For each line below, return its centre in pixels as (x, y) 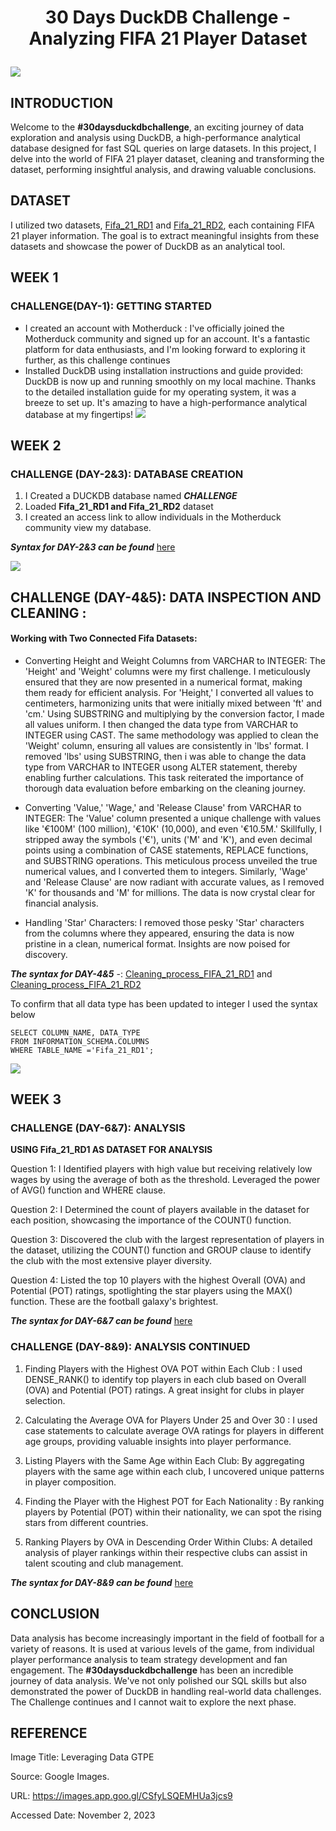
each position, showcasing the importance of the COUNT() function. (151, 1220)
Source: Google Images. (60, 1777)
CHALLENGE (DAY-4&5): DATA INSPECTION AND (166, 597)
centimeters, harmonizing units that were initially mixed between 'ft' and (173, 703)
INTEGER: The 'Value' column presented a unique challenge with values (173, 818)
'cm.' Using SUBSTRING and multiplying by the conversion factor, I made (174, 713)
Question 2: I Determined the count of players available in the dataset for (160, 1210)
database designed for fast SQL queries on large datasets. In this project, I (163, 148)
